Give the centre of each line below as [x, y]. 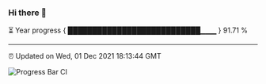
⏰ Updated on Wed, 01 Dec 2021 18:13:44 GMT [85, 56]
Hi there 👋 [28, 13]
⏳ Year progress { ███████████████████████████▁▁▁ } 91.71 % [128, 30]
